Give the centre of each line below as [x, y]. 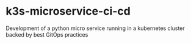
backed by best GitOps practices [47, 34]
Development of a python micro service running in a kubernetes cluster [95, 28]
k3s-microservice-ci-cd [68, 11]
